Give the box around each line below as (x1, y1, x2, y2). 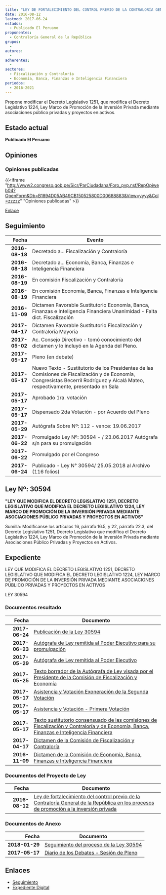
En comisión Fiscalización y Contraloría (32, 276, 124, 283)
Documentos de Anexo (5, 820, 61, 827)
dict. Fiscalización (32, 314, 74, 321)
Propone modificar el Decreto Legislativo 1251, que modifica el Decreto (5, 99, 150, 105)
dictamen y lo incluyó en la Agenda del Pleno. (32, 342, 137, 349)
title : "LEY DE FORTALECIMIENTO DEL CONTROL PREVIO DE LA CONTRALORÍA (5, 7, 154, 12)
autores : (5, 48, 23, 53)
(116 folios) (32, 468, 60, 475)
